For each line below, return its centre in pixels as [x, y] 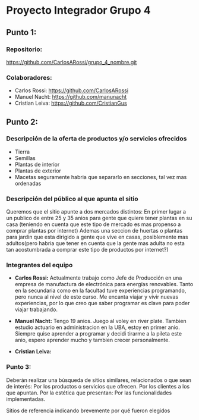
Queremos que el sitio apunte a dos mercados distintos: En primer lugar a [96, 212]
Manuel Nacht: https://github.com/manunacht [71, 97]
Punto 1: [21, 32]
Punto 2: [22, 122]
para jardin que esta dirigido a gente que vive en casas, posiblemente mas [97, 237]
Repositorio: [24, 49]
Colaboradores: [29, 77]
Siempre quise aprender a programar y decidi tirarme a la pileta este [98, 334]
